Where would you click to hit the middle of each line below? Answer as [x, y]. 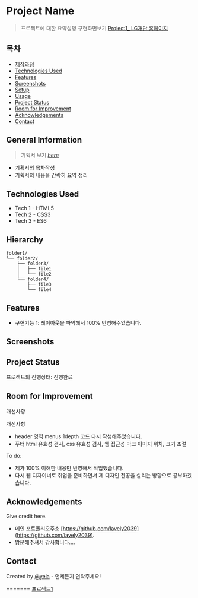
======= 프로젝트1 [30, 588]
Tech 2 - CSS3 [33, 214]
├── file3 [39, 284]
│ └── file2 [34, 274]
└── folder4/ [33, 279]
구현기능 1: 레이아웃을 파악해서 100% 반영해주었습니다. [78, 323]
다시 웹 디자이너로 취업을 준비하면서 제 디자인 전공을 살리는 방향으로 [93, 476]
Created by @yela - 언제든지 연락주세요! [54, 576]
